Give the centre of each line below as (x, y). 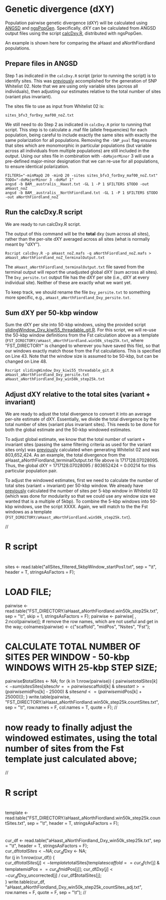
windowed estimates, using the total (81, 738)
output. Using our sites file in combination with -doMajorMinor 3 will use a (80, 156)
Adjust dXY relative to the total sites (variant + (78, 394)
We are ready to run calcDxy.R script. (43, 224)
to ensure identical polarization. (37, 166)
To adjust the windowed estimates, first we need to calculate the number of (82, 480)
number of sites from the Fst (65, 749)
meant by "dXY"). (23, 244)
